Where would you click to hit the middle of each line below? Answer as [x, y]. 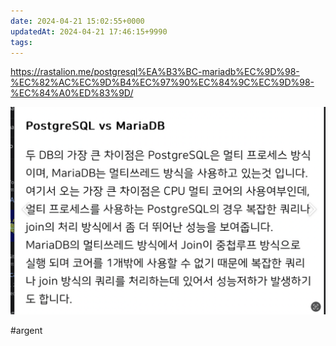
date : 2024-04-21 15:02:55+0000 [77, 21]
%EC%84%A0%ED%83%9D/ [72, 93]
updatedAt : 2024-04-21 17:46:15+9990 [89, 31]
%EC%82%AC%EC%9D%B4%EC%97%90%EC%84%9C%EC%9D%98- [162, 82]
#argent [26, 330]
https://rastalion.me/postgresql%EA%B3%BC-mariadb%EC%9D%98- [155, 72]
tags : [21, 42]
